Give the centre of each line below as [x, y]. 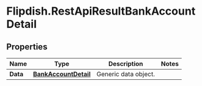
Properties [27, 47]
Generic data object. [125, 74]
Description [126, 64]
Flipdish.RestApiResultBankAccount [101, 11]
